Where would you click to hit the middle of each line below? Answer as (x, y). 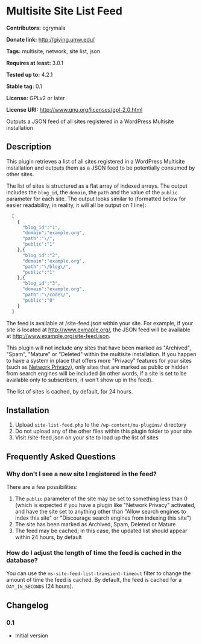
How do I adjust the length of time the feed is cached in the (94, 552)
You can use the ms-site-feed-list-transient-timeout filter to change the (99, 573)
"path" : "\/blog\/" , (46, 267)
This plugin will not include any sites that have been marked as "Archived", (99, 348)
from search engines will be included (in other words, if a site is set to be (96, 373)
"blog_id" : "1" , (41, 228)
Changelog (27, 605)
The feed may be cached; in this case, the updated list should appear (101, 531)
